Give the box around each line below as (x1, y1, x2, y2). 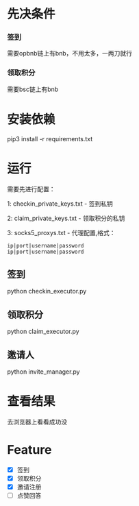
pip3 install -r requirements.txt (7, 134, 93, 143)
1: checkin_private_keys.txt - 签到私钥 (7, 200, 113, 208)
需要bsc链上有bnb (7, 85, 59, 93)
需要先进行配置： (7, 184, 55, 193)
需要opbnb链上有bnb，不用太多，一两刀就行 (7, 49, 132, 58)
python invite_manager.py (7, 368, 80, 376)
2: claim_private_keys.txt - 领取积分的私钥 (7, 214, 125, 222)
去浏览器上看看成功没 (7, 418, 67, 426)
